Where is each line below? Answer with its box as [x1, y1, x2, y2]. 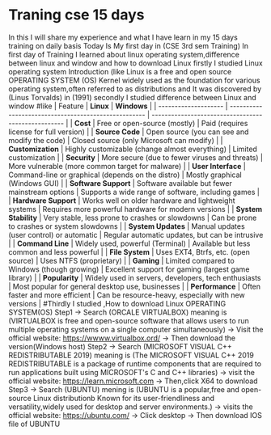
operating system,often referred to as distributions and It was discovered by [8, 83, 262, 94]
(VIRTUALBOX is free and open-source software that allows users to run [8, 315, 249, 325]
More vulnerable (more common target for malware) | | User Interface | [8, 161, 247, 171]
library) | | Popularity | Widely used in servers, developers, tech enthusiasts [8, 272, 261, 282]
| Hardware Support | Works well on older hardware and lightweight [8, 196, 236, 205]
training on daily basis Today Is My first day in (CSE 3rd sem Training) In [8, 40, 249, 50]
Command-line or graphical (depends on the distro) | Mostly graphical [8, 170, 242, 179]
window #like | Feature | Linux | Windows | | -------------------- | [8, 101, 228, 111]
